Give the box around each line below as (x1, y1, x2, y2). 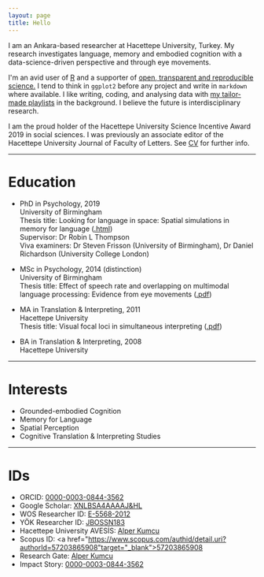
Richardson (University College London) (19, 249, 149, 259)
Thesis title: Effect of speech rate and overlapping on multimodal (19, 281, 229, 291)
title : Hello (8, 19, 51, 27)
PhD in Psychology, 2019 (19, 199, 101, 209)
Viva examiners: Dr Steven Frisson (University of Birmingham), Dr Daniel (19, 241, 254, 251)
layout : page (8, 11, 51, 20)
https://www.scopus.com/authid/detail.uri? (87, 534, 226, 544)
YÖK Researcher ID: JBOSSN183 (19, 518, 126, 527)
